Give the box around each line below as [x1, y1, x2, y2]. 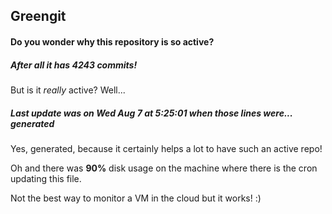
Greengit [10, 8, 67, 25]
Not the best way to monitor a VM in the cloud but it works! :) [10, 192, 262, 204]
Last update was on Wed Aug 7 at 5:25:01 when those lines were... [10, 107, 293, 119]
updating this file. [10, 172, 82, 184]
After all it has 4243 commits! [10, 59, 138, 71]
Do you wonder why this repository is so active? [10, 35, 215, 48]
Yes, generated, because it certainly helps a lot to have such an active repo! [10, 142, 323, 154]
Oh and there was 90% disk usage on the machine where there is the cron [10, 162, 318, 174]
